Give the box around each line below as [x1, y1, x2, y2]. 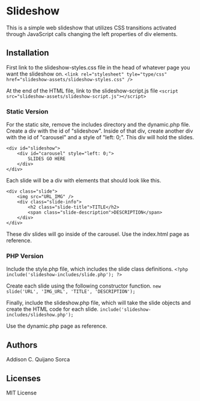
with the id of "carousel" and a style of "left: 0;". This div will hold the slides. [6, 134, 195, 141]
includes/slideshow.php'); [6, 312, 74, 318]
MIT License [6, 389, 37, 396]
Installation [6, 48, 49, 58]
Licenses [6, 373, 41, 384]
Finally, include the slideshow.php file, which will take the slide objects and [6, 299, 191, 307]
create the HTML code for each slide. [6, 306, 99, 313]
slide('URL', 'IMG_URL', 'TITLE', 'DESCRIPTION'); [6, 289, 136, 295]
